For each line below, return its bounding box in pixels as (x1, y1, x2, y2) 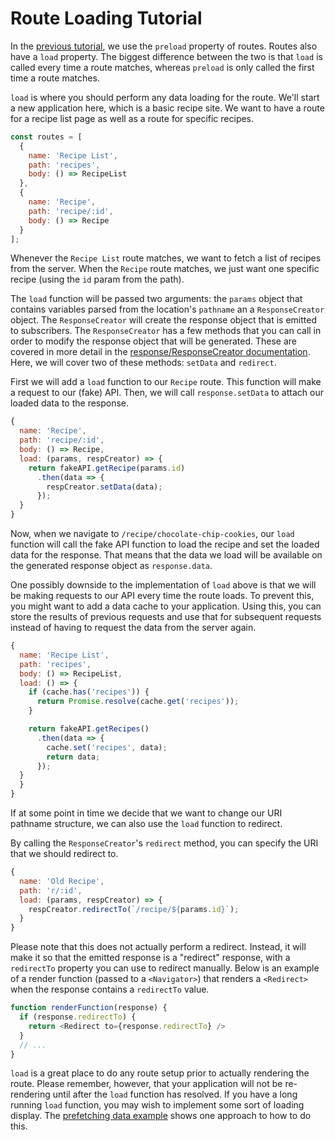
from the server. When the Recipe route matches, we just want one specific (10, 263, 320, 275)
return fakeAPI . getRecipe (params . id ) (28, 463, 186, 473)
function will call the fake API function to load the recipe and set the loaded (10, 538, 320, 551)
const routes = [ (10, 132, 83, 142)
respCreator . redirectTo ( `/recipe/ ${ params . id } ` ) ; (28, 904, 240, 914)
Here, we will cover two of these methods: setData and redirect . (10, 357, 277, 369)
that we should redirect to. (10, 848, 119, 860)
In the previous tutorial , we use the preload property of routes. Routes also (10, 40, 318, 52)
